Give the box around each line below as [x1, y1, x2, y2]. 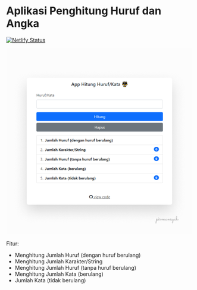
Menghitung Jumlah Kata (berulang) [14, 270, 104, 278]
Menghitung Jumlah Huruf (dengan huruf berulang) [14, 251, 141, 259]
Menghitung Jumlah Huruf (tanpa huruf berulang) [14, 264, 137, 271]
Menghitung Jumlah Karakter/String [14, 257, 103, 265]
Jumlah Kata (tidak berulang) [14, 276, 86, 283]
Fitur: [6, 239, 19, 247]
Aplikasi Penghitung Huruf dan [6, 4, 162, 18]
